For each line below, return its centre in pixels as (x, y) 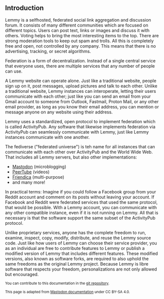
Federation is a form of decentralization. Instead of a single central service (80, 60)
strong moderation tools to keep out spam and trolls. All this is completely (79, 41)
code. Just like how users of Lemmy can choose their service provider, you (81, 243)
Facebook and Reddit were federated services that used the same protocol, (82, 202)
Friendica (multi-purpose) (38, 177)
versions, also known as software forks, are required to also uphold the (77, 258)
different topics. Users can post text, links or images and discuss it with (77, 30)
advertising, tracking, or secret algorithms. (48, 51)
